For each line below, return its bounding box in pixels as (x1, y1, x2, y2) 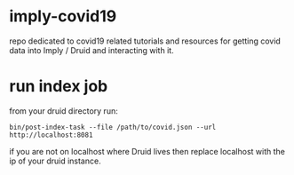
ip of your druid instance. (9, 155, 101, 166)
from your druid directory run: (9, 105, 118, 116)
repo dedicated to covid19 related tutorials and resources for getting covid (9, 36, 282, 46)
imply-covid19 (9, 6, 117, 27)
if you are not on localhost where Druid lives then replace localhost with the (9, 146, 286, 156)
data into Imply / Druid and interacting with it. (9, 44, 175, 55)
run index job (9, 76, 108, 97)
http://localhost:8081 (9, 131, 93, 139)
